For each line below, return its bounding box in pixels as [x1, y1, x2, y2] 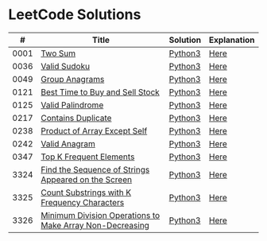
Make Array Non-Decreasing [41, 220, 149, 231]
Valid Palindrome [41, 99, 104, 111]
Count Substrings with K [41, 187, 132, 198]
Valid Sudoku [41, 60, 90, 72]
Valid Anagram [41, 138, 95, 149]
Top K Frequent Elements [41, 151, 135, 162]
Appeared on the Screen [41, 173, 133, 185]
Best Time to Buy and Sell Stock [41, 86, 161, 97]
